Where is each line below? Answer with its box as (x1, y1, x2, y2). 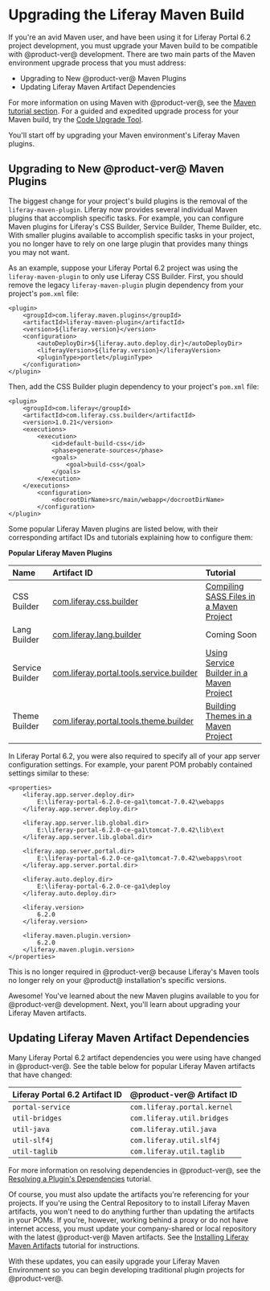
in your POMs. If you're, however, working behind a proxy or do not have (8, 1215, 249, 1224)
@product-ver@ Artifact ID (129, 1088, 238, 1100)
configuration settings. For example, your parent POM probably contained (8, 759, 253, 769)
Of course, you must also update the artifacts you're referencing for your (8, 1189, 249, 1199)
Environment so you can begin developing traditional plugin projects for (8, 1264, 245, 1274)
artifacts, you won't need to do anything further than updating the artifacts (8, 1207, 255, 1216)
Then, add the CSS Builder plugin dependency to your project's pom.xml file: (8, 381, 260, 391)
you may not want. (8, 247, 70, 257)
